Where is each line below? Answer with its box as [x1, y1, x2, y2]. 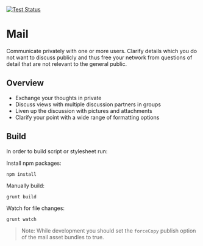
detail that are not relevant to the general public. [6, 60, 127, 67]
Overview [6, 78, 45, 89]
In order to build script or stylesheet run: [6, 147, 108, 155]
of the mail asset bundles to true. [21, 233, 105, 241]
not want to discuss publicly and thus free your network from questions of [6, 54, 193, 61]
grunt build [6, 194, 37, 200]
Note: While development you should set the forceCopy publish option [21, 226, 196, 234]
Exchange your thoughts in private [15, 94, 102, 101]
